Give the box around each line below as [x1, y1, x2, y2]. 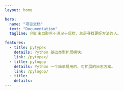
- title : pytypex [9, 45, 46, 50]
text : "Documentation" [9, 26, 58, 31]
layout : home [5, 7, 33, 13]
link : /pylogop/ [14, 69, 49, 74]
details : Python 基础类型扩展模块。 [14, 50, 85, 55]
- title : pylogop [9, 59, 46, 64]
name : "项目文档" [9, 21, 43, 27]
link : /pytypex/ [14, 54, 49, 59]
